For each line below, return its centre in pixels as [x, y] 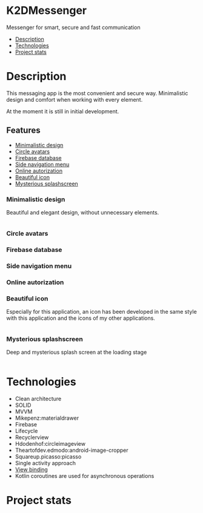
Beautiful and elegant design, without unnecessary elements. [83, 212]
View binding [32, 469]
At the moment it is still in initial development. [63, 111]
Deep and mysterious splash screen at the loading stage [77, 352]
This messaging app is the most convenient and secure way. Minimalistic [97, 93]
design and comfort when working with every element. [75, 99]
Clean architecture [38, 399]
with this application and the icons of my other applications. [81, 318]
